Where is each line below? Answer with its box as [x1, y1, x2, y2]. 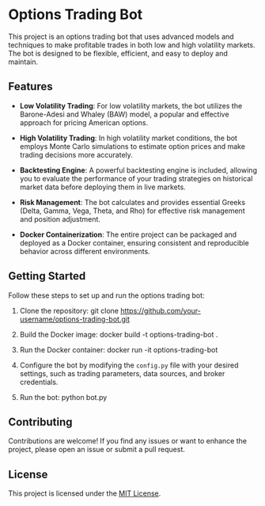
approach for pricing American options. [19, 117, 149, 127]
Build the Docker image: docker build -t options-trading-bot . [19, 329, 218, 339]
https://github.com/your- [119, 306, 202, 315]
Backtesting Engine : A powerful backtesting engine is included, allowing [19, 165, 257, 175]
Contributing [8, 415, 73, 428]
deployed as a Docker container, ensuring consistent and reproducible [19, 238, 249, 247]
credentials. [19, 377, 59, 386]
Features [8, 80, 53, 93]
